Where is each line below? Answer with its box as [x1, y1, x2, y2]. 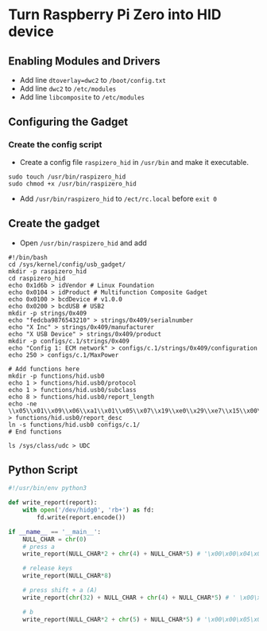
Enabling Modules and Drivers [8, 54, 161, 68]
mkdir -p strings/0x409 [8, 309, 87, 317]
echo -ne [8, 400, 37, 408]
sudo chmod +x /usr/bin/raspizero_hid [8, 179, 137, 188]
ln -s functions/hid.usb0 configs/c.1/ [8, 421, 141, 429]
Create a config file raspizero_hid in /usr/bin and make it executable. [19, 157, 249, 167]
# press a [22, 543, 56, 551]
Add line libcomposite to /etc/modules [19, 92, 145, 101]
